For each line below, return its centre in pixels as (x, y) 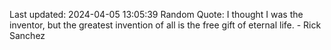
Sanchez (27, 35)
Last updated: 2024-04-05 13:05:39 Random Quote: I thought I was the (156, 14)
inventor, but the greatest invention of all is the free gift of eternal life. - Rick (165, 25)
